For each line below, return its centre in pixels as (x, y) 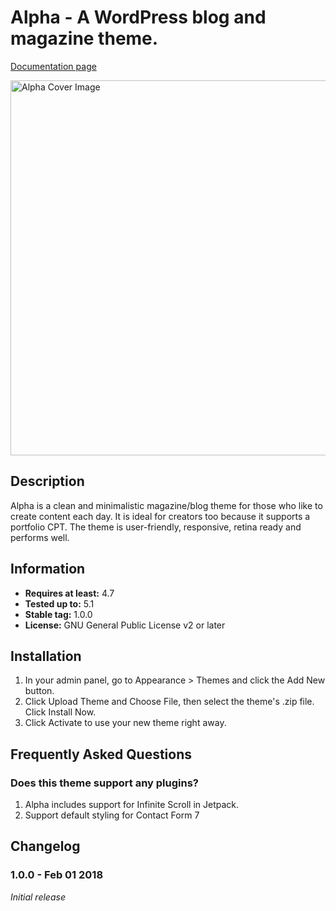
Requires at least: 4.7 (69, 593)
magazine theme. (84, 38)
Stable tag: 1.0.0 (58, 614)
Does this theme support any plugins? (105, 783)
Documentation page (53, 66)
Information (48, 569)
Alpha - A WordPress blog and (138, 17)
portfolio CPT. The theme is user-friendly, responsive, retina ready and (156, 527)
